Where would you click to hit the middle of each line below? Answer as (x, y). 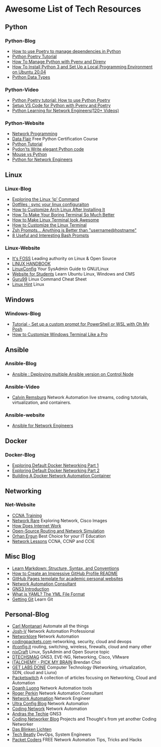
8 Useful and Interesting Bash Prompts (51, 235)
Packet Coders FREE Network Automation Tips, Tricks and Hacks (77, 740)
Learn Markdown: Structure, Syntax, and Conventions (66, 568)
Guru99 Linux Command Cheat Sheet (49, 279)
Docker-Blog (20, 454)
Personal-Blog (27, 614)
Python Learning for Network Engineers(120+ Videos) (66, 111)
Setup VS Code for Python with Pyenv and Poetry (61, 105)
